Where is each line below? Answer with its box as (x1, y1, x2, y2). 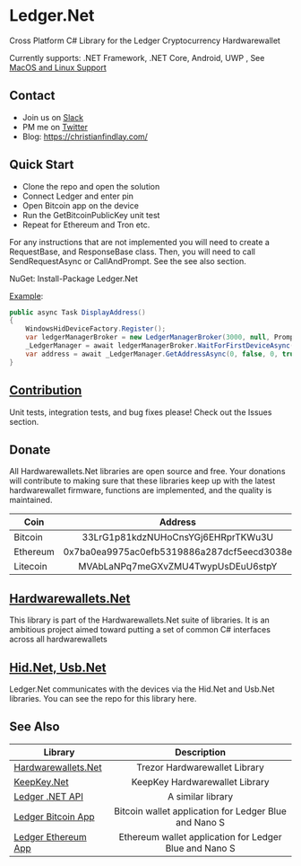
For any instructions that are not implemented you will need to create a (9, 236, 271, 247)
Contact (9, 88, 56, 103)
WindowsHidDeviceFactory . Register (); (25, 324, 167, 333)
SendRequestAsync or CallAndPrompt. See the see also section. (9, 255, 246, 266)
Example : (9, 290, 44, 301)
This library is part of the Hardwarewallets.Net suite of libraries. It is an (9, 614, 271, 625)
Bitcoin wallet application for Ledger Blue (114, 805, 287, 817)
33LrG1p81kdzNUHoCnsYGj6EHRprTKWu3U (82, 531, 274, 543)
